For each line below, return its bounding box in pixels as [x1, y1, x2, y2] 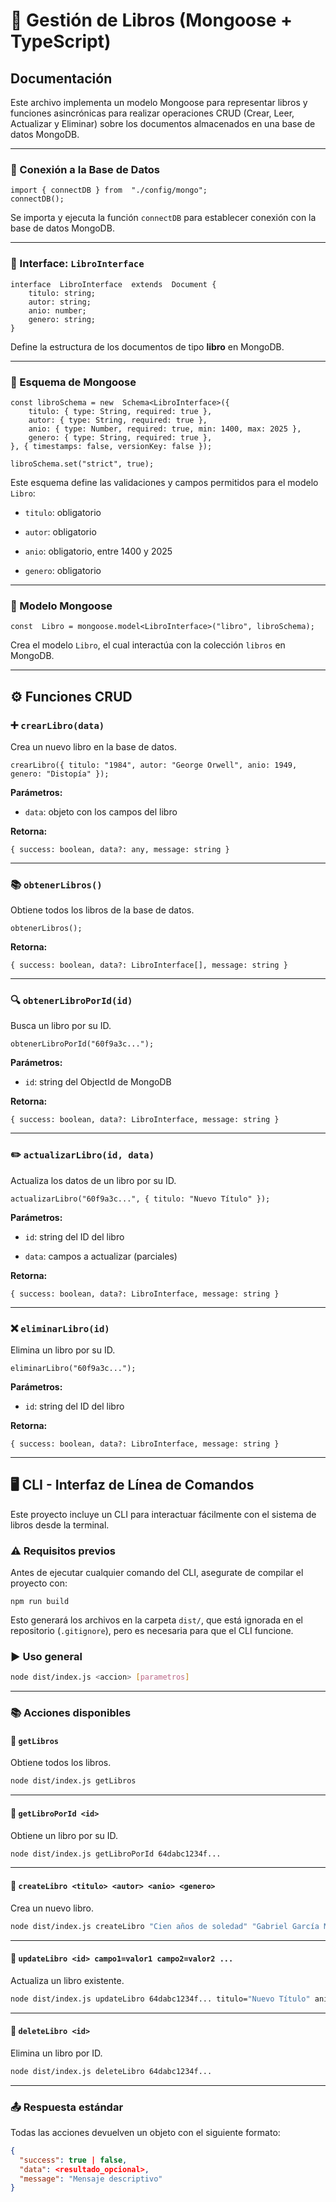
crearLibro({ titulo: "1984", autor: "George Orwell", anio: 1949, [10, 760, 298, 770]
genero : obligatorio [24, 564, 102, 576]
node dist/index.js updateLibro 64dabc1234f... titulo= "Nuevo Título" [10, 1994, 311, 2004]
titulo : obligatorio [24, 506, 102, 518]
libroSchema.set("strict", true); [10, 459, 155, 469]
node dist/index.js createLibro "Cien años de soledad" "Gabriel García [10, 1921, 320, 1931]
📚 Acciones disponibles [10, 1706, 132, 1720]
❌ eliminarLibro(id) [10, 1321, 110, 1335]
